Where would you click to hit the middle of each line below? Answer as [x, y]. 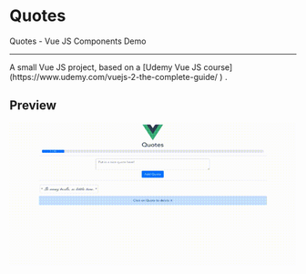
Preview [33, 106]
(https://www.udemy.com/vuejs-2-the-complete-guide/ [114, 76]
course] [218, 67]
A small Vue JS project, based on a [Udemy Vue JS [106, 67]
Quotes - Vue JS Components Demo [78, 41]
